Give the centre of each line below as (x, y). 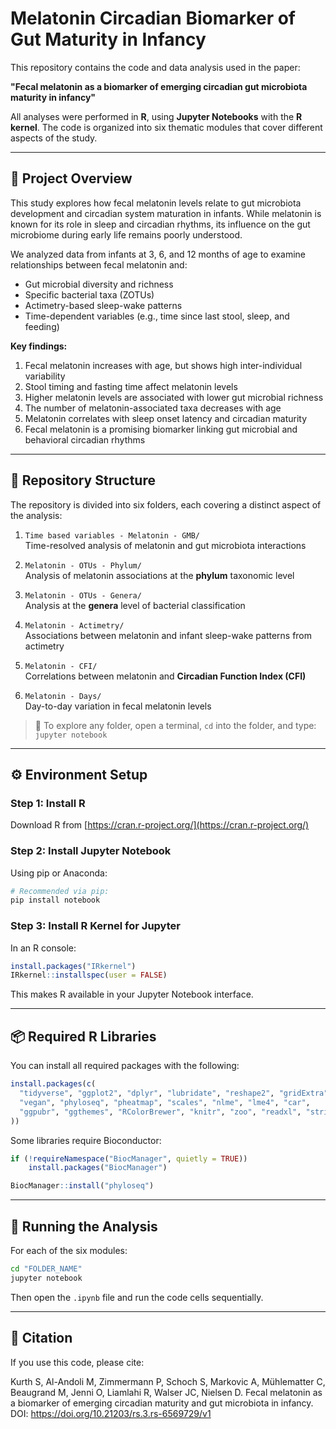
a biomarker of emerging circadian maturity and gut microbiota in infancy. (162, 1403)
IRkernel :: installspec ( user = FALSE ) (89, 975)
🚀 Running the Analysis (84, 1226)
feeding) (42, 326)
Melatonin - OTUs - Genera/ (83, 595)
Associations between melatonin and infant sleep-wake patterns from (168, 635)
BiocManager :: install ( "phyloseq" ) (82, 1186)
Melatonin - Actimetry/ (74, 625)
